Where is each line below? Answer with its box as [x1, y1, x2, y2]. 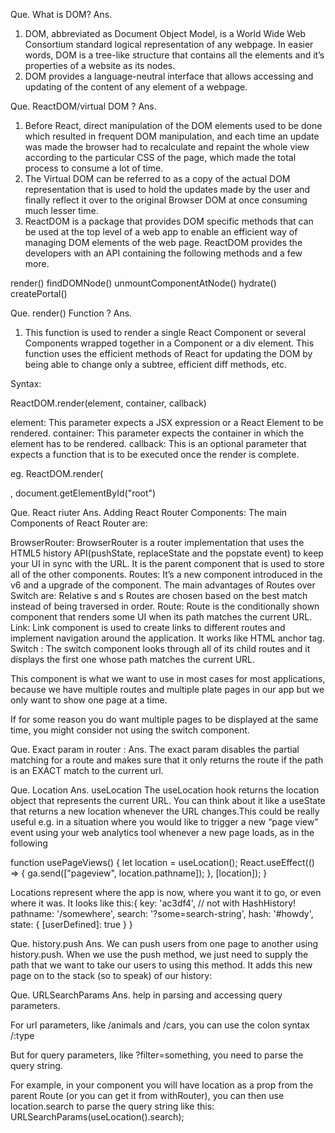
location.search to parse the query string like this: [10, 1100, 215, 1112]
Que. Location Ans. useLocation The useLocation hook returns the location [10, 784, 320, 796]
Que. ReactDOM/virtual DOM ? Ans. [10, 100, 157, 112]
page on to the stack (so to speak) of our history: [10, 970, 213, 981]
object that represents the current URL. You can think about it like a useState [10, 795, 326, 806]
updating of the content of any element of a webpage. [24, 81, 248, 93]
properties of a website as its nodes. [24, 60, 176, 71]
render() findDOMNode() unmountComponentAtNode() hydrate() [10, 277, 277, 289]
